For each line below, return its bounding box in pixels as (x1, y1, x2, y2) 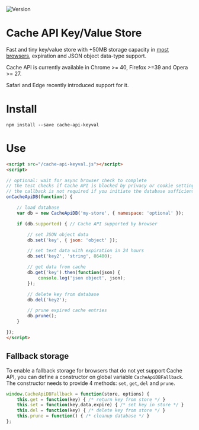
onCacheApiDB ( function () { (6, 194, 73, 200)
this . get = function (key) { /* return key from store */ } (17, 396, 166, 403)
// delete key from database (27, 291, 99, 297)
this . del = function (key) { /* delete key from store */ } (17, 407, 166, 413)
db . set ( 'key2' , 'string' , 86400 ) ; (27, 253, 113, 259)
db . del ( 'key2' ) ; (27, 297, 68, 302)
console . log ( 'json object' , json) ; (37, 275, 126, 281)
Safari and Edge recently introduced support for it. (6, 81, 129, 88)
